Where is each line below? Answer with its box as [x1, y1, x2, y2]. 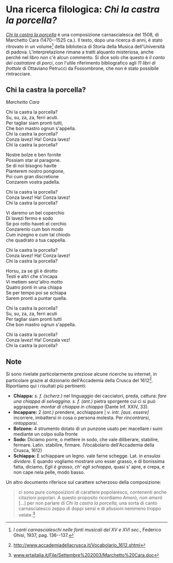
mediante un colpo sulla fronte [13, 430, 78, 437]
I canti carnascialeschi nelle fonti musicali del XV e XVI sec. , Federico [13, 527, 161, 533]
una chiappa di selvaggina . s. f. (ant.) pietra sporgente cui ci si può [13, 398, 156, 404]
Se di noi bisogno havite [6, 163, 57, 169]
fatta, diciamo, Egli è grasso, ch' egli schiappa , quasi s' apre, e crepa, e [13, 463, 165, 470]
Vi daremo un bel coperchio [6, 210, 65, 216]
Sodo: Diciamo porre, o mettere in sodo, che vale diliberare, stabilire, [13, 436, 160, 442]
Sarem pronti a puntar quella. [6, 295, 67, 302]
